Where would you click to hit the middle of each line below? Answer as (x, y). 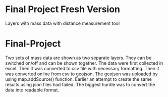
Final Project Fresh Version (63, 9)
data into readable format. (32, 90)
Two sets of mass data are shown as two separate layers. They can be (78, 58)
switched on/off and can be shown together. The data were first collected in (84, 63)
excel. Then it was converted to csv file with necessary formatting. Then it (82, 68)
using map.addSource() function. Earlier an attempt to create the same (79, 79)
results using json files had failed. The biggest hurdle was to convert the (80, 84)
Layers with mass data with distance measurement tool (63, 23)
